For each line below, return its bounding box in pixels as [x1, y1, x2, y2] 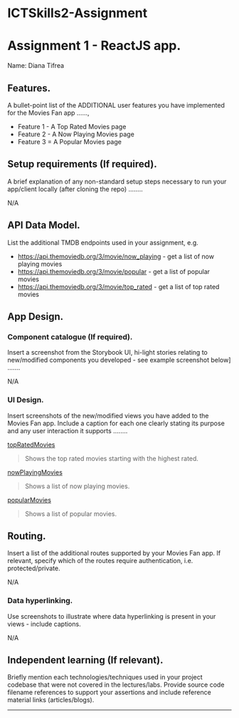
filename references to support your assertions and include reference [7, 688, 211, 697]
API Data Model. [7, 219, 80, 231]
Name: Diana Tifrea [7, 61, 65, 70]
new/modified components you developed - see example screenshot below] [7, 355, 231, 365]
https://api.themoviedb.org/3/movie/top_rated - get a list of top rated [17, 282, 220, 290]
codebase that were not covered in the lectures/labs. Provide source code [7, 680, 225, 689]
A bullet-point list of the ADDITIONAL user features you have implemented [7, 101, 225, 109]
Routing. [7, 530, 46, 542]
